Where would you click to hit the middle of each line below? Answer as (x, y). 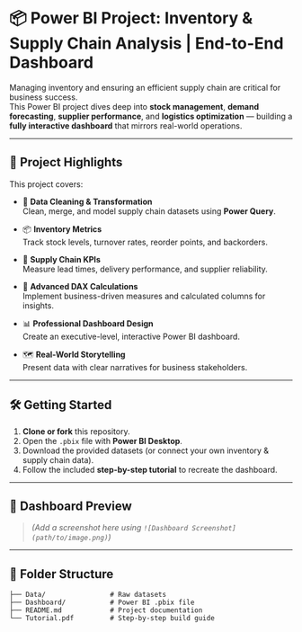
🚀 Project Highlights (66, 162)
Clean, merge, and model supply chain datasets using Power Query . (149, 211)
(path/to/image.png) (70, 538)
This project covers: (46, 184)
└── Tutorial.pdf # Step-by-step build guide (112, 619)
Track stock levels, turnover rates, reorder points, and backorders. (145, 242)
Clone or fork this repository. (76, 431)
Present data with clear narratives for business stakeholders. (135, 367)
